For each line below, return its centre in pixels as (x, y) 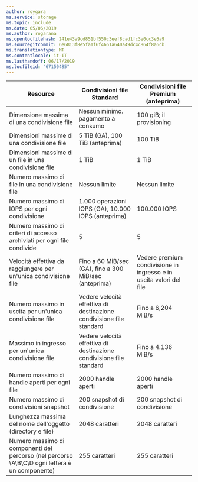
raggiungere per (32, 269)
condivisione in (157, 265)
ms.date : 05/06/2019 (32, 28)
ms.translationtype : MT (35, 50)
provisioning (154, 122)
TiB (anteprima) (100, 143)
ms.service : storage (32, 17)
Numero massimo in (37, 304)
